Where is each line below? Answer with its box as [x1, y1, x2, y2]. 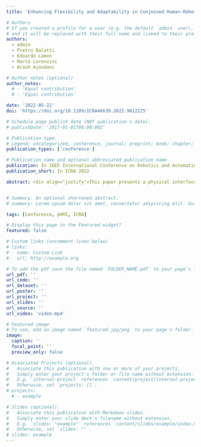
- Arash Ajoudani [11, 64, 55, 70]
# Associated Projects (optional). [6, 360, 95, 366]
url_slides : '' [6, 299, 44, 305]
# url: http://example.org [6, 255, 79, 261]
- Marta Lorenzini [11, 58, 58, 65]
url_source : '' [6, 305, 44, 311]
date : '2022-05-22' [6, 102, 55, 108]
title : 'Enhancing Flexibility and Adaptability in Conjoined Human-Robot [6, 8, 197, 15]
